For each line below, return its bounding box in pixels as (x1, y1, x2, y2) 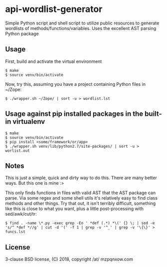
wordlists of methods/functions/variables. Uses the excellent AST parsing (5, 25, 157, 31)
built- (144, 110, 162, 118)
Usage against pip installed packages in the (5, 110, 144, 118)
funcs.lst (5, 230, 26, 235)
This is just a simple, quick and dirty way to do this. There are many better (5, 175, 157, 181)
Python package (5, 30, 39, 36)
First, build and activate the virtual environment (5, 58, 102, 64)
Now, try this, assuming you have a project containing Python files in (5, 81, 146, 87)
